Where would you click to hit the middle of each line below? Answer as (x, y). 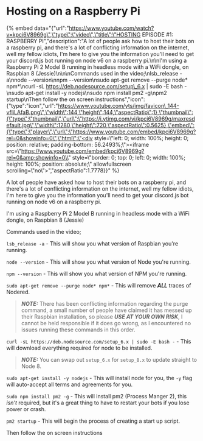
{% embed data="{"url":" (38, 28)
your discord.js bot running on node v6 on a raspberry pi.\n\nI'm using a (97, 60)
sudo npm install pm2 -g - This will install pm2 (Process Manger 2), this (97, 396)
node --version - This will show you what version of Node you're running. (99, 262)
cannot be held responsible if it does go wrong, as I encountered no (106, 323)
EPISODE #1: (158, 34)
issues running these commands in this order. (78, 330)
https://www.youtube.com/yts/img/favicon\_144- (118, 105)
